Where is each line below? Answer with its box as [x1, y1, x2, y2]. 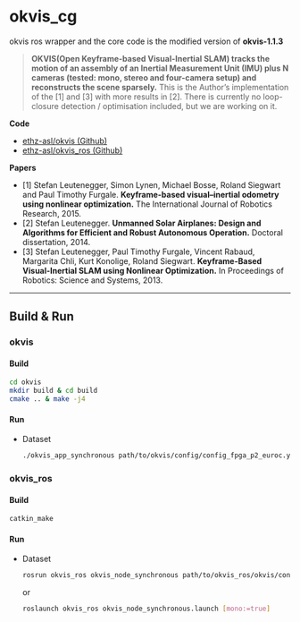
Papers [9, 162, 37, 173]
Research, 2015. [21, 208, 82, 218]
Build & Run [9, 309, 74, 324]
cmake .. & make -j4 [9, 395, 87, 404]
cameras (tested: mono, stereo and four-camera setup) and [30, 72, 257, 82]
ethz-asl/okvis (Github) [21, 135, 108, 146]
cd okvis [9, 378, 42, 387]
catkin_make [9, 515, 54, 524]
